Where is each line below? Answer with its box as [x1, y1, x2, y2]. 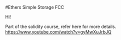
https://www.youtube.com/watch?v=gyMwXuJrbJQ [5, 29, 111, 34]
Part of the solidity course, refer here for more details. [5, 23, 116, 29]
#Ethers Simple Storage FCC [5, 4, 64, 10]
